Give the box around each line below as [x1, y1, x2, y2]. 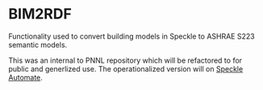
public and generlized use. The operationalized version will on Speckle [8, 63, 244, 73]
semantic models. [8, 39, 68, 49]
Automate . [8, 72, 43, 82]
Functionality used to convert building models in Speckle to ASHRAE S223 [8, 31, 256, 41]
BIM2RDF [8, 5, 73, 23]
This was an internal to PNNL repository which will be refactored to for [8, 55, 243, 65]
